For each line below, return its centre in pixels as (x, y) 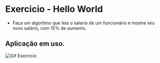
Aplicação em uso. (35, 44)
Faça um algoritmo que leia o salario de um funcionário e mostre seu (84, 23)
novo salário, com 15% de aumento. (50, 28)
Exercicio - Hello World (54, 9)
